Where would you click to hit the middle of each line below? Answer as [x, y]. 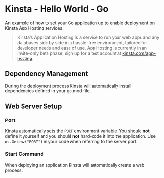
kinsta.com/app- [139, 53]
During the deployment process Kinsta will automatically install [68, 86]
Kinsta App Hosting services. [34, 28]
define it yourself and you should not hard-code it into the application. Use [80, 136]
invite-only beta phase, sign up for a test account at [69, 53]
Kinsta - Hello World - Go [57, 9]
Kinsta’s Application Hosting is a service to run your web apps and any [88, 37]
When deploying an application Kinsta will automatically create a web [75, 165]
